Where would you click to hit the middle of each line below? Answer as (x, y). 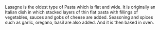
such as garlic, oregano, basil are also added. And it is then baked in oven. (80, 22)
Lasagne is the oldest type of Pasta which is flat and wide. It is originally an (80, 7)
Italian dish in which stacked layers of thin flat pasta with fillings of (71, 12)
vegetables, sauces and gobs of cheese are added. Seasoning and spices (79, 17)
